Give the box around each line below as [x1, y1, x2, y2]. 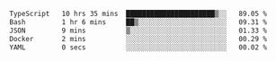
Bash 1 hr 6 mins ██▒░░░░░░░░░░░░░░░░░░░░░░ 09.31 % [9, 17, 268, 27]
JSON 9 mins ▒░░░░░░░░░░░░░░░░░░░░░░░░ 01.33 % [9, 26, 268, 35]
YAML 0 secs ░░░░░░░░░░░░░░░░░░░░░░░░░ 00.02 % [9, 42, 268, 52]
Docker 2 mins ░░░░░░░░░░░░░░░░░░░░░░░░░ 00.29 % [9, 34, 268, 43]
